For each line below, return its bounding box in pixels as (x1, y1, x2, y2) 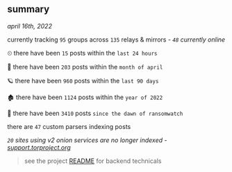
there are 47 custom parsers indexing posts (7, 122, 131, 130)
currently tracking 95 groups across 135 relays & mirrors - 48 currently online (7, 35, 226, 44)
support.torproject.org (7, 143, 71, 151)
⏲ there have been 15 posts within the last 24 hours (7, 49, 158, 57)
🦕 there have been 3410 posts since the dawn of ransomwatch (7, 109, 183, 117)
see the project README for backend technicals (24, 157, 162, 165)
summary (7, 3, 50, 15)
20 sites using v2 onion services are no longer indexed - (7, 136, 167, 144)
